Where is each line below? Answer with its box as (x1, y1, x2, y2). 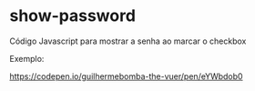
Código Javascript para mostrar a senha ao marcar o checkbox (9, 35, 247, 46)
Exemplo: (9, 53, 45, 64)
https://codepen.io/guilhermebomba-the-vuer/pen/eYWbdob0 (9, 70, 243, 82)
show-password (9, 5, 137, 26)
